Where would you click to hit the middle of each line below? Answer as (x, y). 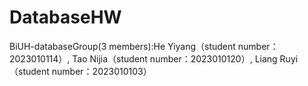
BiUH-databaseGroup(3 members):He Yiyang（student (122, 46)
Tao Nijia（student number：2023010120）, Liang (175, 58)
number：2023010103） (101, 71)
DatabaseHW (65, 17)
